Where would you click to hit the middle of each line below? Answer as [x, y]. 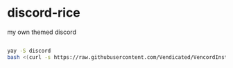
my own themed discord [42, 32]
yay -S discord [29, 51]
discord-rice [44, 13]
